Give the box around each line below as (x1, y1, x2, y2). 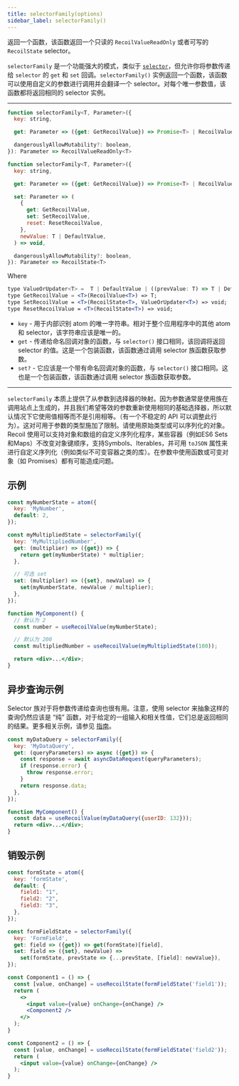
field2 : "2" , (20, 895, 59, 902)
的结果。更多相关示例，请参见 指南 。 (7, 722, 115, 730)
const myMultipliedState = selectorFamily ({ (7, 532, 142, 539)
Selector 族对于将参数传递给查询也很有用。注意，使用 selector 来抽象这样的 (7, 704, 229, 712)
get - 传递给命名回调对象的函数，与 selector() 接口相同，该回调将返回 (17, 337, 225, 345)
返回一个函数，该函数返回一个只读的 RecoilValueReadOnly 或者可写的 (7, 37, 208, 46)
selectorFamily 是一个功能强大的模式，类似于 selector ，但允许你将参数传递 (7, 61, 231, 70)
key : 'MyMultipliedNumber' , (14, 538, 97, 545)
